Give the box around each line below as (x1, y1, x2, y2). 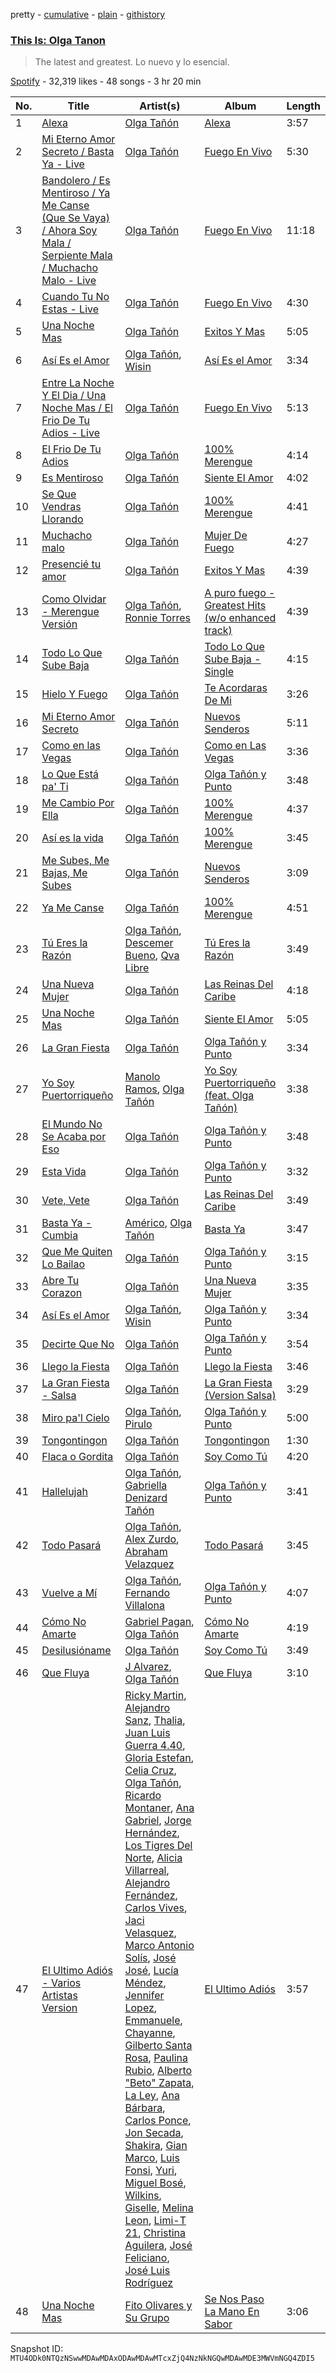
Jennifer (124, 1989, 165, 2003)
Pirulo (124, 1417, 153, 1431)
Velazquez (124, 1557, 175, 1571)
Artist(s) (139, 99, 181, 113)
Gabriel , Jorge (124, 1814, 192, 1828)
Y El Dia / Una (41, 389, 107, 403)
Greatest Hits (204, 599, 267, 613)
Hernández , (124, 1826, 180, 1840)
